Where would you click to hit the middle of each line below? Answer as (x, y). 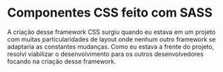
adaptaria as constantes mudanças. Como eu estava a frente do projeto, (110, 46)
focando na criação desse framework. (62, 61)
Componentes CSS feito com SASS (110, 13)
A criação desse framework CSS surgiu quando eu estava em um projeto (111, 32)
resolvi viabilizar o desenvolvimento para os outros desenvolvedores (105, 54)
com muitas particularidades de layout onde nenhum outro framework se (111, 39)
